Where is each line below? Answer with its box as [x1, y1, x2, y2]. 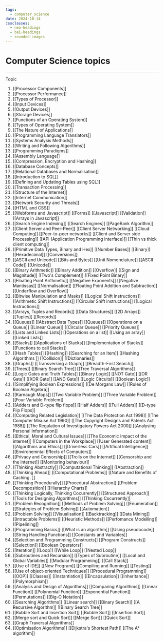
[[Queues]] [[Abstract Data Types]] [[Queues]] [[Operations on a [12, 319, 143, 325]
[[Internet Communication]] [12, 194, 68, 200]
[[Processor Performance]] [12, 91, 67, 97]
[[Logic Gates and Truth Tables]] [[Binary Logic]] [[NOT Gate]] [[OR [12, 371, 148, 376]
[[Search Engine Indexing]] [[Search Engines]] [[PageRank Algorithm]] [12, 220, 154, 226]
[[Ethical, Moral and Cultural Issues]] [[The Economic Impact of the [12, 433, 147, 439]
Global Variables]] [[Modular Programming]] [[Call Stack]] [12, 558, 128, 563]
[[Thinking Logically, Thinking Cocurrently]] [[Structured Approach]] [12, 490, 150, 496]
